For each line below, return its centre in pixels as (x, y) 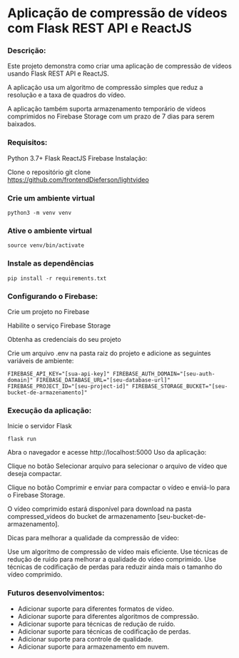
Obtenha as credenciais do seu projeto (64, 339)
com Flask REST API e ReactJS (100, 28)
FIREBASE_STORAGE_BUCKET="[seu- (180, 386)
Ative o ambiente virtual (50, 231)
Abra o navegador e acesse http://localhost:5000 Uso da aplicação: (107, 452)
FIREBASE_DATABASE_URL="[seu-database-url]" (103, 380)
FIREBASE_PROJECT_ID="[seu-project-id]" (68, 386)
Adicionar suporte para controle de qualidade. (85, 639)
